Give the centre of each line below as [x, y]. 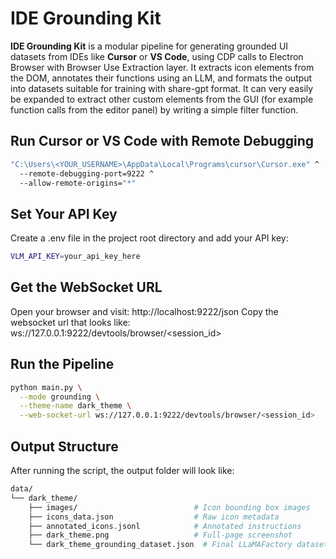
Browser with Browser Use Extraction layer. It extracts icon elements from [162, 67]
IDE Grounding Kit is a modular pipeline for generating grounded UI [149, 46]
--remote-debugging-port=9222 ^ [87, 173]
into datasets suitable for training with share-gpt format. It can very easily [162, 88]
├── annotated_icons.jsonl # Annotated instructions [165, 526]
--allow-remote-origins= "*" [78, 183]
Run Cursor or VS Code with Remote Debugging [162, 141]
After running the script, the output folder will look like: [122, 470]
